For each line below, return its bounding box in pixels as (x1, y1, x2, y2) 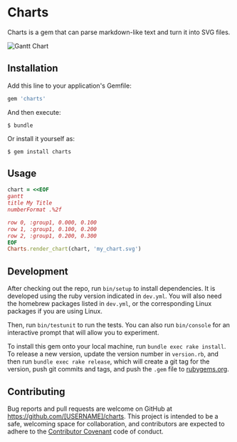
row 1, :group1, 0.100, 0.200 (7, 225, 98, 232)
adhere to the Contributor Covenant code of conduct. (7, 427, 164, 436)
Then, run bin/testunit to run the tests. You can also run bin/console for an (7, 321, 230, 329)
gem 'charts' (7, 95, 46, 102)
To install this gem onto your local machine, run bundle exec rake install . (7, 342, 226, 351)
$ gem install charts (7, 148, 72, 155)
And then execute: (7, 108, 61, 116)
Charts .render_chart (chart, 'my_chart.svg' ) (7, 245, 142, 253)
